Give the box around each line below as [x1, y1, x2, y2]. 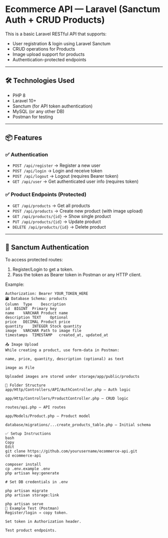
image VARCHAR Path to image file [5, 328, 81, 333]
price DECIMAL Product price [5, 319, 70, 325]
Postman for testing [12, 114, 53, 120]
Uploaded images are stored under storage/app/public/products [5, 374, 140, 379]
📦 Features [5, 134, 42, 142]
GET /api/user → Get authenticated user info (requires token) [12, 178, 139, 184]
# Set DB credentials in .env [5, 479, 68, 484]
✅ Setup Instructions [5, 431, 51, 436]
